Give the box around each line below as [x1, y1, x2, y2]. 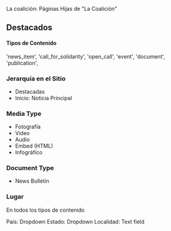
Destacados [6, 22, 53, 33]
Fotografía [14, 123, 41, 130]
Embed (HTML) [14, 142, 53, 150]
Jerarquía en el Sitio [6, 74, 66, 83]
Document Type [6, 164, 54, 172]
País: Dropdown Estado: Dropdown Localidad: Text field [6, 218, 145, 225]
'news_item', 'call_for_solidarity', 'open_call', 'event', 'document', [6, 52, 166, 60]
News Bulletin [14, 177, 49, 185]
